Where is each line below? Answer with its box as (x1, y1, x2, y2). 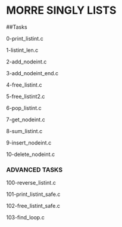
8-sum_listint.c (6, 127, 43, 134)
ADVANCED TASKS (6, 165, 63, 174)
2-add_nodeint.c (6, 58, 47, 65)
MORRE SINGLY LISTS (6, 4, 117, 17)
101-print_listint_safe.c (6, 191, 61, 198)
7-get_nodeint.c (6, 116, 46, 123)
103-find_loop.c (6, 214, 45, 221)
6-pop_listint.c (6, 104, 42, 111)
